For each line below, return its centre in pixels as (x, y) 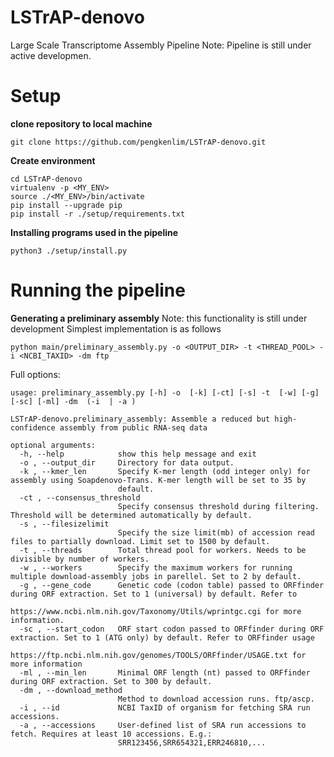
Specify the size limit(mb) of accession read (216, 532)
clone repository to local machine (81, 123)
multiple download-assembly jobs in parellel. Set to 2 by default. (156, 576)
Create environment (53, 160)
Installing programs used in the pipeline (94, 232)
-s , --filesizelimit (64, 524)
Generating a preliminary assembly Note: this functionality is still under (159, 318)
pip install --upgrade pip (66, 205)
